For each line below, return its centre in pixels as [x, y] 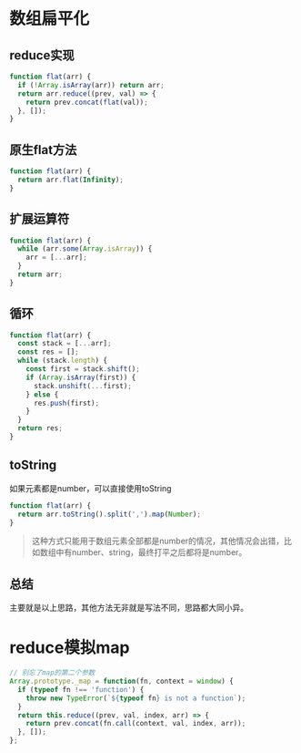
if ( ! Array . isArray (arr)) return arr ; [91, 85]
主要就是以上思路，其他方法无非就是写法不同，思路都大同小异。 [129, 608]
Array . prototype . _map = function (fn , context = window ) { [121, 681]
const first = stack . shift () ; [83, 369]
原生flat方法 [43, 150]
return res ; [40, 428]
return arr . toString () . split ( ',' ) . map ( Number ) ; [110, 514]
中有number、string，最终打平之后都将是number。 [151, 552]
